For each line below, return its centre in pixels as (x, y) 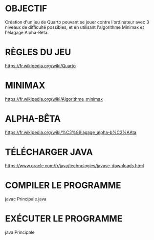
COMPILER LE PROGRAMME (63, 185)
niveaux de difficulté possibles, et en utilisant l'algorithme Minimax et (75, 27)
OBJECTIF (26, 9)
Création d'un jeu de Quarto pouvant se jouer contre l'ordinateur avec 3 (77, 22)
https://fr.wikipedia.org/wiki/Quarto (40, 65)
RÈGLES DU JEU (38, 52)
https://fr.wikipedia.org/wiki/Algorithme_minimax (54, 99)
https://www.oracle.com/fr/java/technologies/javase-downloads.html (75, 165)
